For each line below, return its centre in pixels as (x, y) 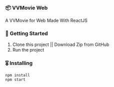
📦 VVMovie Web (26, 7)
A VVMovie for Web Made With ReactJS (46, 20)
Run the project (28, 49)
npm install (17, 75)
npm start (15, 79)
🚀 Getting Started (27, 33)
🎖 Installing (19, 63)
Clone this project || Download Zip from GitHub (61, 44)
